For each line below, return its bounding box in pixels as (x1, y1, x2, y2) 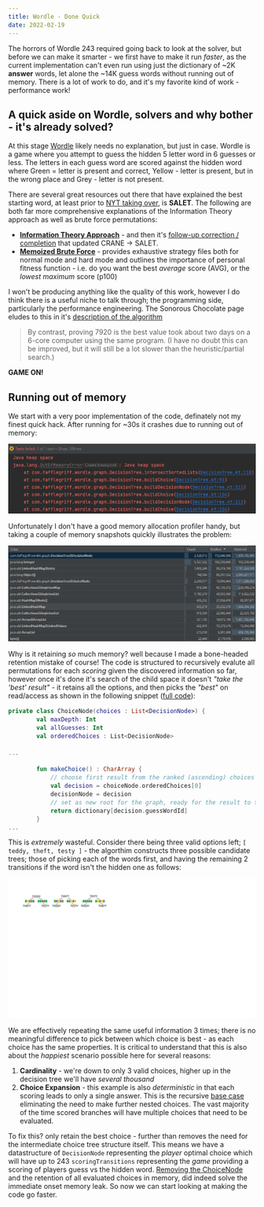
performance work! (8, 85, 71, 94)
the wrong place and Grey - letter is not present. (8, 175, 164, 184)
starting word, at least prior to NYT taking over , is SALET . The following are (8, 198, 251, 208)
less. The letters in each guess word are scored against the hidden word (8, 158, 242, 167)
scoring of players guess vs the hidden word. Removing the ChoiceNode (8, 1165, 244, 1174)
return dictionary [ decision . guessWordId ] (49, 807, 189, 815)
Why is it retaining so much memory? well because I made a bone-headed (8, 649, 249, 659)
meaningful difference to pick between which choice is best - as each (8, 1034, 234, 1043)
